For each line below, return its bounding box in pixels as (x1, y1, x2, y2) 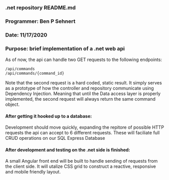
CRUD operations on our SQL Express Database (5, 135, 105, 141)
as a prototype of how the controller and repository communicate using (5, 85, 154, 92)
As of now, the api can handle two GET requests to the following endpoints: (5, 56, 162, 63)
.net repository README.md (5, 4, 76, 11)
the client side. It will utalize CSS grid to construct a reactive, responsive (5, 163, 156, 169)
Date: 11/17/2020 (5, 31, 48, 38)
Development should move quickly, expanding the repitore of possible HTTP (5, 124, 164, 131)
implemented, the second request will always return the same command (5, 96, 156, 102)
